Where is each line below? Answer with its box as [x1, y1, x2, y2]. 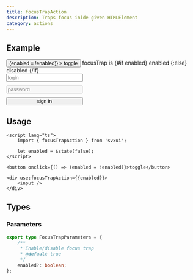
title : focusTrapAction [6, 9, 67, 15]
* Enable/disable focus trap [20, 245, 95, 251]
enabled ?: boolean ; [17, 262, 67, 268]
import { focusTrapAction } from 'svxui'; [17, 138, 127, 144]
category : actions [6, 20, 53, 26]
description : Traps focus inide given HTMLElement [6, 15, 138, 21]
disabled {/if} [6, 67, 40, 74]
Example [6, 43, 40, 53]
